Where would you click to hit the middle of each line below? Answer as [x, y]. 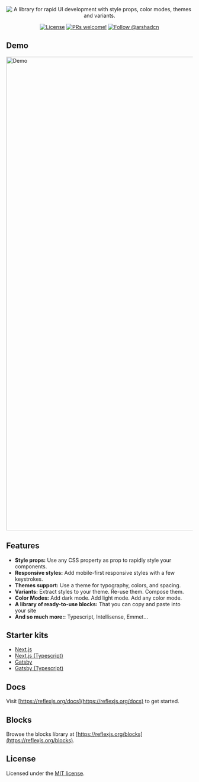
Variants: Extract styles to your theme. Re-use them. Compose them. [99, 591]
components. [31, 566]
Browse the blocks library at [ [42, 734]
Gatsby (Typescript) [39, 668]
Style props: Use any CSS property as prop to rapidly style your [93, 560]
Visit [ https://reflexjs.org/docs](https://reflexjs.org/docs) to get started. [93, 701]
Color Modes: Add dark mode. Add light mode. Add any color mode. [98, 598]
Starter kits [27, 635]
